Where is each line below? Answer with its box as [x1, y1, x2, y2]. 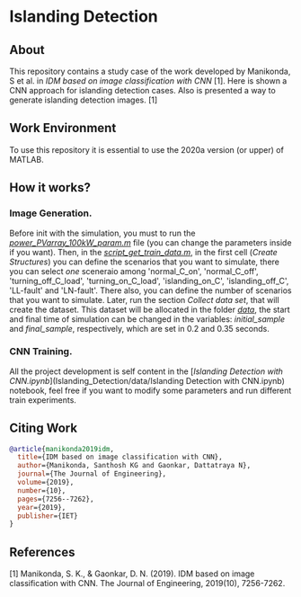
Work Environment [9, 120, 117, 136]
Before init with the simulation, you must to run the [9, 227, 196, 238]
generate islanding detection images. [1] [9, 94, 158, 105]
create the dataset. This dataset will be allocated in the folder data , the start [9, 304, 290, 315]
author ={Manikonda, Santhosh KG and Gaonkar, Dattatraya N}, [17, 461, 252, 470]
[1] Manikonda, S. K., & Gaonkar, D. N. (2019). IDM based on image [9, 568, 255, 579]
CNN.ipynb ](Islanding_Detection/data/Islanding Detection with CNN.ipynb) [9, 375, 286, 386]
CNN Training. [9, 345, 73, 358]
